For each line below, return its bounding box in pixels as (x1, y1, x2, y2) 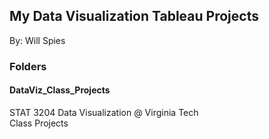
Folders (9, 59, 47, 73)
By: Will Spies (9, 34, 66, 46)
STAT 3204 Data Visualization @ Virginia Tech (9, 106, 199, 118)
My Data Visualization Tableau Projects (9, 8, 259, 25)
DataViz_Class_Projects (9, 84, 111, 96)
